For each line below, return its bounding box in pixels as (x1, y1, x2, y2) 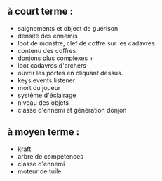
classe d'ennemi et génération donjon (17, 106, 127, 114)
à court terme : (7, 6, 74, 17)
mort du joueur (17, 83, 61, 92)
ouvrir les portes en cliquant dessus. (17, 68, 123, 77)
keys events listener (17, 76, 76, 85)
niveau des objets (17, 98, 69, 107)
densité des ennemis (17, 31, 79, 40)
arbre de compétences (17, 152, 84, 160)
